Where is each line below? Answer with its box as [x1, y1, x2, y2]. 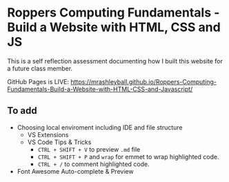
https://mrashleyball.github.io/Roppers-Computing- [70, 77, 217, 85]
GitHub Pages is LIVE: [7, 77, 69, 85]
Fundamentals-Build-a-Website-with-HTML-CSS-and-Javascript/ [7, 85, 193, 93]
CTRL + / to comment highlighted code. [37, 160, 150, 168]
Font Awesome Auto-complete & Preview [17, 167, 134, 175]
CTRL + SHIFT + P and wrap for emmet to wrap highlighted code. [37, 152, 219, 161]
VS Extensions [27, 130, 69, 139]
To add [7, 105, 37, 117]
